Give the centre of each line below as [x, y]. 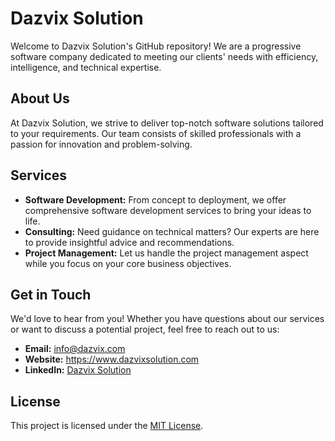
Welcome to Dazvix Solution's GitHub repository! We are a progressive [156, 46]
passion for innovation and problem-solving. [101, 144]
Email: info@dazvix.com [75, 349]
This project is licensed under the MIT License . [107, 426]
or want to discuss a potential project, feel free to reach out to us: [145, 329]
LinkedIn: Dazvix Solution [78, 370]
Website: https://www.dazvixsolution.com [112, 359]
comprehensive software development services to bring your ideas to [168, 210]
